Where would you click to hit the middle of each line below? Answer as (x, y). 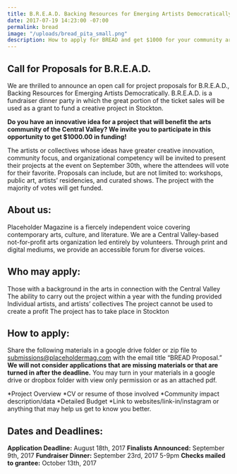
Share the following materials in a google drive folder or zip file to (102, 351)
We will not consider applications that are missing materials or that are (113, 365)
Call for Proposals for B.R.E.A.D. (79, 69)
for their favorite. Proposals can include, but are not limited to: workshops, (115, 173)
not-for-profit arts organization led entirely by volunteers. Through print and (117, 242)
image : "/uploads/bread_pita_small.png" (68, 34)
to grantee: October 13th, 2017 (52, 463)
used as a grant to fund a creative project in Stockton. (85, 108)
